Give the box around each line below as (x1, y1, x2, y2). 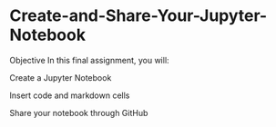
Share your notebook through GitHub (9, 107, 148, 118)
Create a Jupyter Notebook (9, 72, 112, 83)
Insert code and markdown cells (9, 90, 130, 101)
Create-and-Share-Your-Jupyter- (9, 5, 268, 26)
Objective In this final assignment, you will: (9, 54, 170, 65)
